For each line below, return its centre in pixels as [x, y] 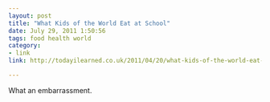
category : [25, 46]
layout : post [30, 16]
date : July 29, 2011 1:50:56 [57, 31]
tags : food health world [50, 38]
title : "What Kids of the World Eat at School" [90, 23]
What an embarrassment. [50, 90]
